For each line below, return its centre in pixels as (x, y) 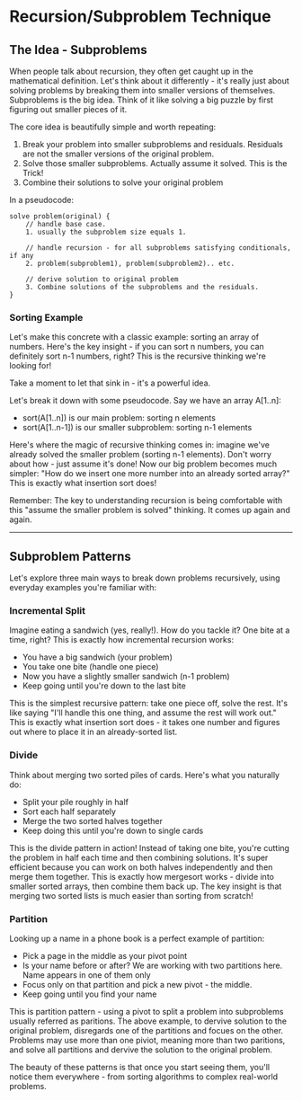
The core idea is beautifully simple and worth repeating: (113, 127)
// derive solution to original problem (102, 279)
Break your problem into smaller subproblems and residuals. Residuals (152, 144)
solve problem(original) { (60, 217)
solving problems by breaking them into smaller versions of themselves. (142, 90)
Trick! (33, 173)
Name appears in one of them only (86, 975)
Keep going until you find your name (89, 994)
